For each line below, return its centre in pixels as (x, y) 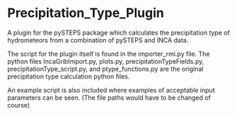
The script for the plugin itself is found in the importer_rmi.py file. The (109, 54)
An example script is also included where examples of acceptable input (111, 90)
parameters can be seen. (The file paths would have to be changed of (109, 98)
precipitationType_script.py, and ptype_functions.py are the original (105, 69)
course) (19, 105)
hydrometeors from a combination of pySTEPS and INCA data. (98, 40)
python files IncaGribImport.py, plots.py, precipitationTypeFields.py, (106, 61)
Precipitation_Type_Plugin (86, 13)
